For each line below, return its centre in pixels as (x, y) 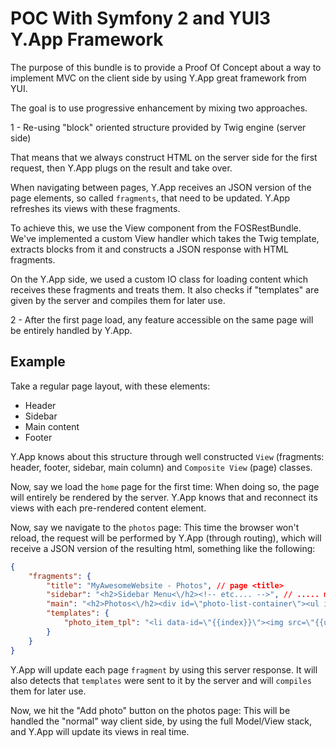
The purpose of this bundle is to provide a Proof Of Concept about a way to (166, 67)
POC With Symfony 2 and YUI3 (141, 18)
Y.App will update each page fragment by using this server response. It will (164, 669)
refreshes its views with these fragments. (95, 208)
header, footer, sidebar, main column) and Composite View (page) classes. (161, 467)
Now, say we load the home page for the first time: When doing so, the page (165, 486)
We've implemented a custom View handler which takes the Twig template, (165, 238)
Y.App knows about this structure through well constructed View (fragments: (167, 456)
